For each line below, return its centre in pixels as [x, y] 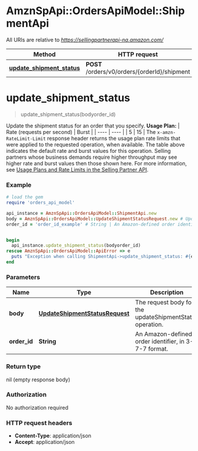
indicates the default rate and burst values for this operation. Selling [88, 151]
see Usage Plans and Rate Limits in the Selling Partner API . [77, 169]
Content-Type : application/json [53, 436]
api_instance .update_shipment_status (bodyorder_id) [76, 246]
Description [167, 292]
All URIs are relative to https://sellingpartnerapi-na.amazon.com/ [85, 40]
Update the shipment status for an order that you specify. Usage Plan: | [93, 126]
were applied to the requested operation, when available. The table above [95, 144]
